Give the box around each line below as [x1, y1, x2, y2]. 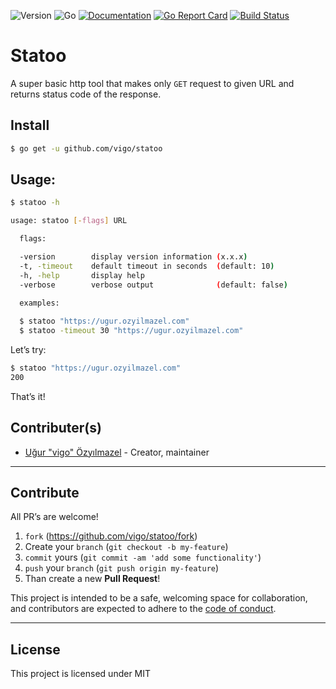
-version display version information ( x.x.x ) [19, 252, 248, 262]
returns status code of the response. [10, 88, 162, 100]
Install [10, 117, 50, 134]
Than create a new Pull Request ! [24, 573, 161, 585]
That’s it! [10, 390, 46, 402]
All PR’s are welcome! [10, 511, 99, 523]
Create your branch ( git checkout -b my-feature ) [24, 541, 229, 553]
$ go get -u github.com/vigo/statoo [10, 143, 163, 154]
